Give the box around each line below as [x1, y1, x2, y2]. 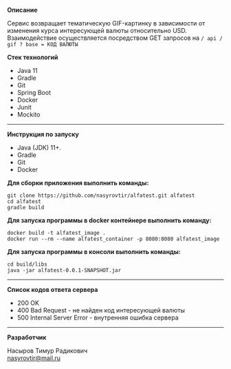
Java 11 [16, 67, 38, 74]
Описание [7, 6, 38, 14]
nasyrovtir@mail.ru [7, 354, 60, 362]
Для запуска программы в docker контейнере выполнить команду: [7, 216, 212, 224]
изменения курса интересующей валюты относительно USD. [7, 27, 188, 34]
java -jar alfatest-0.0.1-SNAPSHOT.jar [7, 267, 122, 274]
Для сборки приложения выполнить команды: [7, 179, 149, 187]
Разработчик [7, 333, 47, 341]
